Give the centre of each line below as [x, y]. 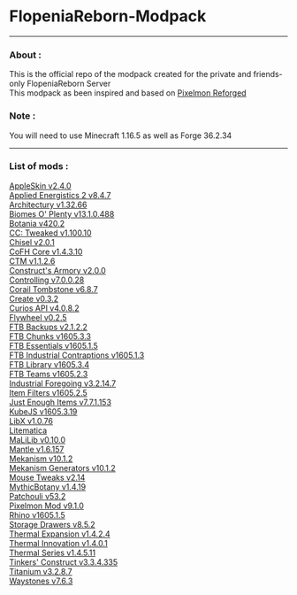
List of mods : [39, 166]
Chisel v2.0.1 [32, 242]
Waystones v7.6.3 [41, 581]
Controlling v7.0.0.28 [47, 280]
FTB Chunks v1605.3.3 [50, 336]
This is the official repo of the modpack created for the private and [130, 74]
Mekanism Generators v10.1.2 [63, 467]
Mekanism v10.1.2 [41, 459]
